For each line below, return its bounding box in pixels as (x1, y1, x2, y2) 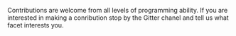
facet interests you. (7, 21, 64, 29)
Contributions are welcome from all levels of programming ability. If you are (7, 6, 228, 14)
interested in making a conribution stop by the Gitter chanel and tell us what (7, 13, 229, 22)
